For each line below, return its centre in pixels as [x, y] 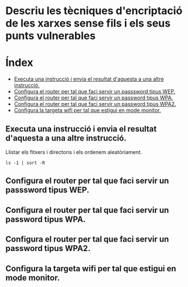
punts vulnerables [51, 36]
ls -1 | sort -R [25, 163]
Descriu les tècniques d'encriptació [94, 11]
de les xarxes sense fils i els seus [88, 23]
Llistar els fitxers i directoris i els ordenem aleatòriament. [74, 152]
